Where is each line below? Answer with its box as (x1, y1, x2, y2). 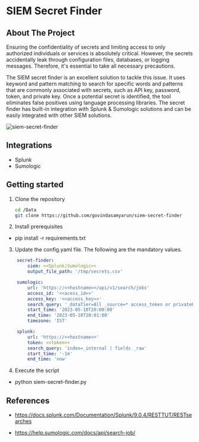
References (6, 396, 50, 406)
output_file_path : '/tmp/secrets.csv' (27, 269, 123, 275)
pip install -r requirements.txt (14, 234, 86, 241)
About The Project (6, 28, 75, 38)
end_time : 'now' (27, 356, 68, 362)
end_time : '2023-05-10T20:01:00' (27, 313, 110, 319)
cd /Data (14, 206, 37, 213)
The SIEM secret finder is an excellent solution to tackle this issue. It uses (6, 74, 185, 81)
